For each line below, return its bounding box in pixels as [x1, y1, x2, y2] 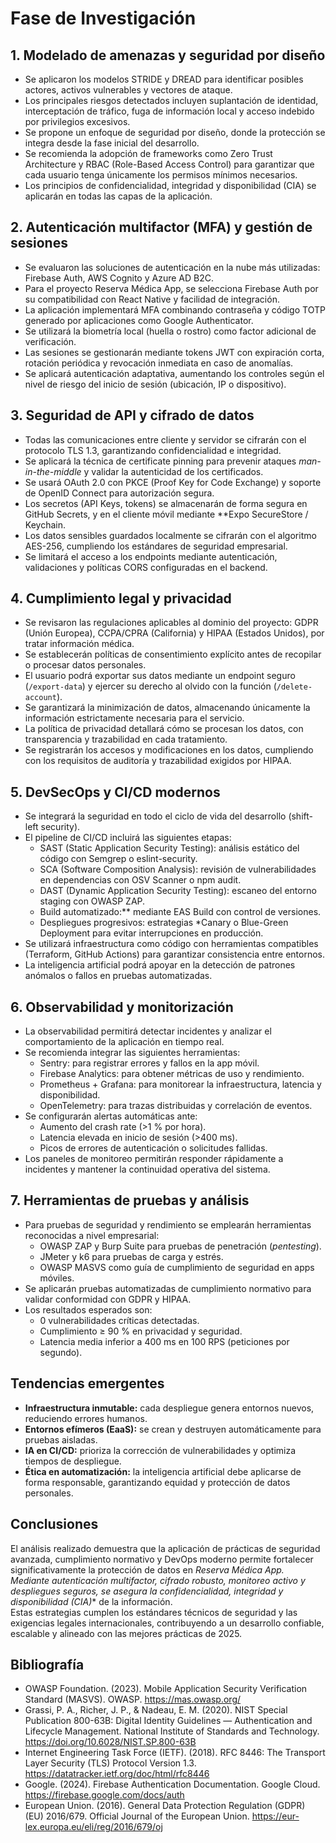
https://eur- [251, 1810, 300, 1822]
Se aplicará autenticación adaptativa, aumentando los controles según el [24, 367, 325, 379]
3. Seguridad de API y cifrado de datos [10, 407, 255, 424]
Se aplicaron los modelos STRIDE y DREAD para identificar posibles [24, 73, 304, 85]
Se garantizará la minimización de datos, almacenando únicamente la [24, 702, 311, 714]
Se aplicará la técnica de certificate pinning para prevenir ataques [24, 455, 297, 467]
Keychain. [24, 518, 66, 531]
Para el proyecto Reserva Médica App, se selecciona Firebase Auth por [24, 282, 319, 294]
